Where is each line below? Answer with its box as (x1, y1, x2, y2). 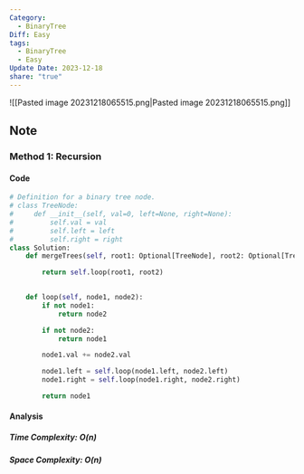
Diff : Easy (9, 30, 51, 39)
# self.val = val (9, 218, 107, 227)
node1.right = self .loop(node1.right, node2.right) (42, 375, 242, 384)
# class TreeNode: (9, 201, 79, 211)
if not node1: (42, 300, 95, 310)
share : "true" (9, 72, 63, 81)
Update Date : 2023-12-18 (9, 64, 103, 73)
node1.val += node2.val (42, 350, 131, 360)
